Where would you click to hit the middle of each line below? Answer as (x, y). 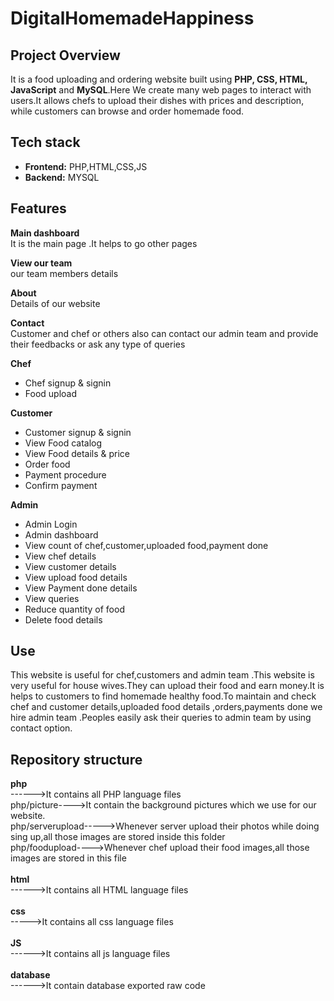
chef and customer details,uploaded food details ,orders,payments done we (166, 707)
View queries (52, 598)
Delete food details (63, 619)
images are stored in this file (68, 858)
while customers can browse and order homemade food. (127, 111)
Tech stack (45, 142)
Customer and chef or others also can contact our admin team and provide (164, 333)
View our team (41, 263)
